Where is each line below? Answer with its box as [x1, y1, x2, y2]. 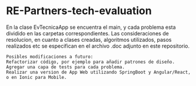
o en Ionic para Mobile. [6, 74, 67, 80]
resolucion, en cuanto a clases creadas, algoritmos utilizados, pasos [6, 36, 172, 43]
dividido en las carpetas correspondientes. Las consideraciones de [6, 29, 169, 37]
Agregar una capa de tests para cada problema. [6, 64, 125, 70]
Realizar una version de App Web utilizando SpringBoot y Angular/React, [6, 69, 191, 75]
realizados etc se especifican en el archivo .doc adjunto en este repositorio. [6, 42, 190, 49]
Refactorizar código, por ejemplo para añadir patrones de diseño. [6, 59, 175, 65]
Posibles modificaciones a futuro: [6, 54, 94, 59]
